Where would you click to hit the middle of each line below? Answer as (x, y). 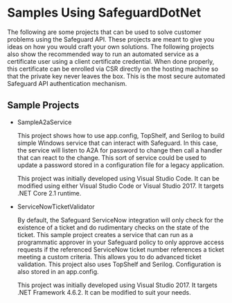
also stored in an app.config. (58, 271)
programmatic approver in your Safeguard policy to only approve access (121, 242)
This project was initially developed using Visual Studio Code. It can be (118, 178)
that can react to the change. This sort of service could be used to (111, 157)
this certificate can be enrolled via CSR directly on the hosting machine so (113, 69)
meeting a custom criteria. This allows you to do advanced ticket (109, 257)
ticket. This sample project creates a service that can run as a (105, 234)
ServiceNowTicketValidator (56, 207)
